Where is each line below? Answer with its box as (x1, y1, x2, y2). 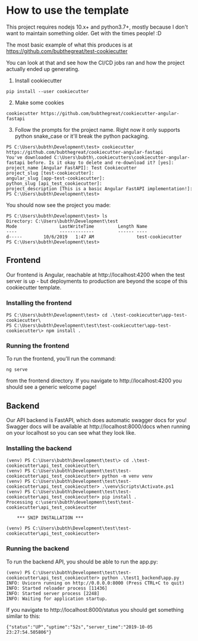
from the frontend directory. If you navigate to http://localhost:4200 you (6, 377, 183, 385)
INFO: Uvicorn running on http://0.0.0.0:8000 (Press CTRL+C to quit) (6, 580, 185, 586)
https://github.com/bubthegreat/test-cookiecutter (6, 47, 128, 54)
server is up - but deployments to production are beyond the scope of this (6, 277, 188, 284)
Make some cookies (14, 99, 64, 106)
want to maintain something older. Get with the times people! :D (6, 29, 162, 36)
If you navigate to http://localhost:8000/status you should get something (6, 606, 184, 613)
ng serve (6, 367, 28, 373)
